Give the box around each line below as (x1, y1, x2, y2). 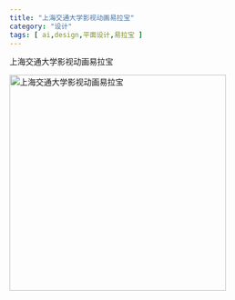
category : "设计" (9, 22, 73, 31)
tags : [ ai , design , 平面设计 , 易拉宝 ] (9, 30, 143, 39)
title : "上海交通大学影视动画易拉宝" (9, 13, 135, 23)
